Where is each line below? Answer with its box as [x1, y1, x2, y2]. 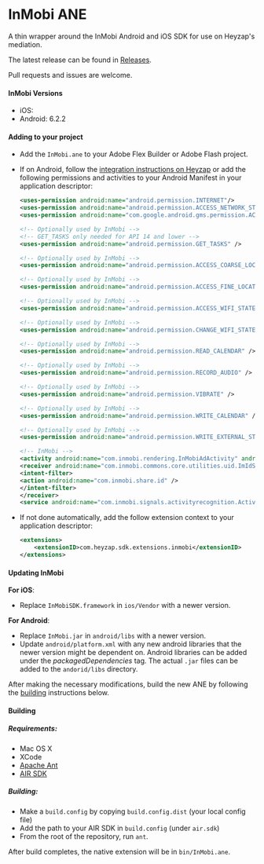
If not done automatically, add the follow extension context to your [19, 513, 234, 522]
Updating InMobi [8, 568, 64, 577]
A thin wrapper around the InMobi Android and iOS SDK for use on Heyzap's [8, 31, 255, 41]
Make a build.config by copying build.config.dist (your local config [19, 807, 246, 816]
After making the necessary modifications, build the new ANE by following [8, 679, 248, 689]
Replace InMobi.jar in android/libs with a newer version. [19, 631, 207, 641]
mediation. [8, 39, 42, 49]
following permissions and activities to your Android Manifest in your [19, 173, 242, 182]
